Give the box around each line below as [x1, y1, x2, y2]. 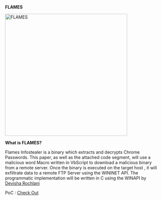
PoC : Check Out [5, 190, 39, 196]
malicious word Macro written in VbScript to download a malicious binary [5, 160, 152, 165]
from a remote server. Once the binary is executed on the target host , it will [5, 165, 157, 170]
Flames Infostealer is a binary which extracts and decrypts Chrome [5, 149, 140, 155]
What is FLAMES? [5, 140, 42, 145]
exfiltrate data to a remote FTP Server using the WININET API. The [5, 170, 139, 176]
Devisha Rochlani [5, 180, 40, 186]
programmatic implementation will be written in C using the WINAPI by [5, 175, 146, 181]
